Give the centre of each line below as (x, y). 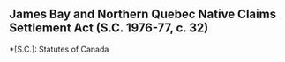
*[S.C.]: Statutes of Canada (59, 49)
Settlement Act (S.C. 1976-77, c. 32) (109, 28)
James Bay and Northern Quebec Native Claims (142, 14)
